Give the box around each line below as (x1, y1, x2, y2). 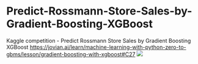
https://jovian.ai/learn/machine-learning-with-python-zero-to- (29, 43, 186, 51)
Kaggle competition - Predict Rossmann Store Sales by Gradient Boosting (6, 37, 191, 44)
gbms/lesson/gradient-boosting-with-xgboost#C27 (6, 50, 136, 58)
